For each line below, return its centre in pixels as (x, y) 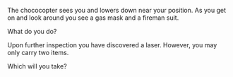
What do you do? (32, 31)
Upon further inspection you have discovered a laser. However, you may (112, 45)
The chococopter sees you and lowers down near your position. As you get (117, 10)
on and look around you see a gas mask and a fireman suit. (93, 18)
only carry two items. (38, 53)
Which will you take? (37, 66)
